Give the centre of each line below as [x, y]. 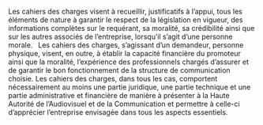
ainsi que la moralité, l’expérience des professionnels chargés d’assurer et [128, 62]
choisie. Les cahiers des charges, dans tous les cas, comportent [113, 79]
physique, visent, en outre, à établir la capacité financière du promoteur [124, 53]
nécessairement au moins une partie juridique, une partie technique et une [130, 87]
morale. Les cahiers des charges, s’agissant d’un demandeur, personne [126, 45]
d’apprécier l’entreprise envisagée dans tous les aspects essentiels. [118, 112]
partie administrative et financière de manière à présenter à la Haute [119, 95]
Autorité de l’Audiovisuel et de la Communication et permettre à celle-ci [124, 104]
